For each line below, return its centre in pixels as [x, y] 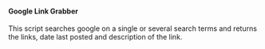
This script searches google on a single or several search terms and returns [133, 28]
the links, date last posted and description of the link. [95, 37]
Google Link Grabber [43, 11]
